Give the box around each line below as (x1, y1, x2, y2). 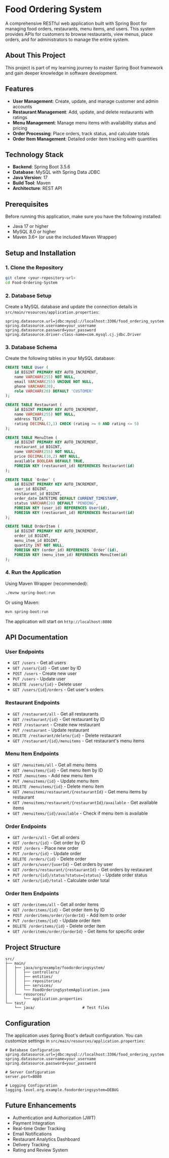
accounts (12, 103, 32, 109)
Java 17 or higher (12, 223, 49, 229)
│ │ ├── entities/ (5, 974, 53, 979)
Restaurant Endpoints (5, 699, 60, 706)
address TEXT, (14, 416, 44, 421)
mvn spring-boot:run (5, 609, 49, 614)
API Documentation (5, 633, 68, 642)
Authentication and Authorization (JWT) (12, 1114, 96, 1121)
